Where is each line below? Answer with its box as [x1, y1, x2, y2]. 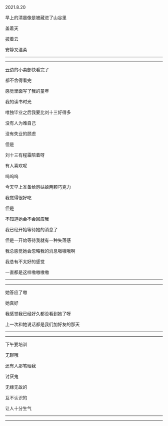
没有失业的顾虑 [5, 130, 36, 136]
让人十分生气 [5, 405, 31, 411]
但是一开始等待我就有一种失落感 [5, 237, 71, 243]
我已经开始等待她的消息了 [5, 227, 58, 232]
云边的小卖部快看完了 [5, 67, 49, 72]
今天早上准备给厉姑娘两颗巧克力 [5, 184, 71, 190]
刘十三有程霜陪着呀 [5, 152, 45, 158]
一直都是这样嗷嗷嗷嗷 [5, 269, 49, 275]
